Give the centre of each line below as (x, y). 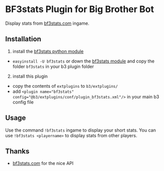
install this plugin (30, 76)
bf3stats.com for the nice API (43, 163)
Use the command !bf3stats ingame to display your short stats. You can (81, 130)
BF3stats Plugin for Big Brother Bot (80, 9)
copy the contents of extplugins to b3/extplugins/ (65, 86)
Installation (23, 39)
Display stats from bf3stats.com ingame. (47, 23)
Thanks (17, 151)
